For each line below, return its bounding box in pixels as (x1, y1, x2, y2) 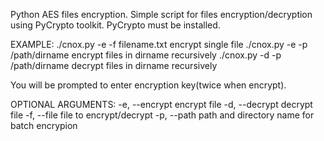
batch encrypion (10, 120, 78, 131)
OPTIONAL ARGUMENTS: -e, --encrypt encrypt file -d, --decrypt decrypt (10, 99, 313, 110)
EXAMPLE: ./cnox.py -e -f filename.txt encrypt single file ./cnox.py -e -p (10, 39, 308, 50)
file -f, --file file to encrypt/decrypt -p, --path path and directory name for (10, 109, 315, 121)
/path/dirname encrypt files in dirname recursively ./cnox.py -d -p (10, 49, 282, 61)
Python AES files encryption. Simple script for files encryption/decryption (10, 9, 313, 20)
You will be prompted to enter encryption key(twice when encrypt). (10, 79, 287, 91)
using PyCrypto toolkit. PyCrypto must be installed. (10, 19, 221, 31)
